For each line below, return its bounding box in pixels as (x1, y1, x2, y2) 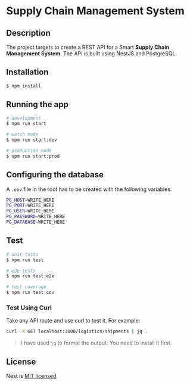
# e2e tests (6, 268, 36, 274)
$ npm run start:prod (6, 153, 60, 159)
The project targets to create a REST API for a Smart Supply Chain (6, 43, 170, 51)
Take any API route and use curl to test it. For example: (6, 317, 141, 324)
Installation (6, 67, 49, 77)
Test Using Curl (6, 303, 52, 312)
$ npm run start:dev (6, 137, 58, 143)
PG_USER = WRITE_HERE (6, 208, 55, 214)
